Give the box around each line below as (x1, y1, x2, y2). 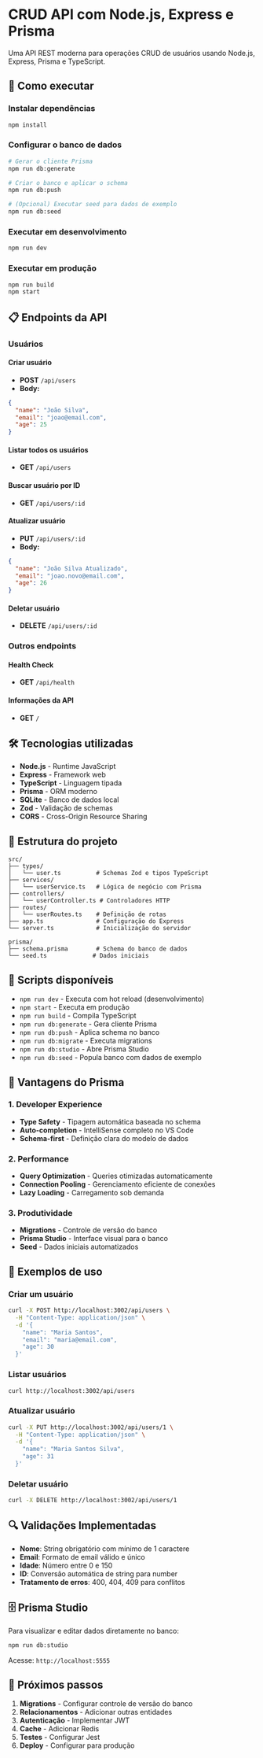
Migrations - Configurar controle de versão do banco (19, 1699, 193, 1708)
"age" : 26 (15, 579, 47, 587)
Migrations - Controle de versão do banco (19, 1225, 158, 1235)
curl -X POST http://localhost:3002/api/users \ (8, 1306, 170, 1315)
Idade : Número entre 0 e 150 (19, 1560, 113, 1570)
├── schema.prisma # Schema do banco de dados (8, 945, 188, 953)
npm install (8, 120, 47, 129)
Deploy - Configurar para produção (19, 1741, 135, 1750)
